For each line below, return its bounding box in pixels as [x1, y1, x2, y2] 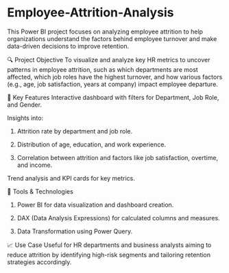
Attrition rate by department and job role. [16, 127, 133, 135]
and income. [16, 161, 53, 169]
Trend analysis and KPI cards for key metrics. [7, 174, 135, 182]
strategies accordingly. [7, 258, 72, 266]
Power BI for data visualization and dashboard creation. [16, 200, 174, 209]
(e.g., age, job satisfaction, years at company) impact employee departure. [7, 80, 218, 88]
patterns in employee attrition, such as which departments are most [7, 65, 199, 73]
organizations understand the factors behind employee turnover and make [7, 34, 217, 42]
